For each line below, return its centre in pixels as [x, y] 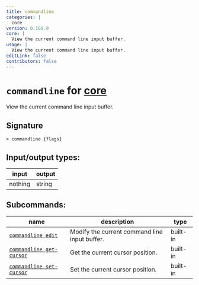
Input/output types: [43, 157]
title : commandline [30, 12]
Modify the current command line [116, 232]
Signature [25, 125]
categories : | [24, 17]
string [44, 184]
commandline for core [57, 90]
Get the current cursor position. [114, 252]
